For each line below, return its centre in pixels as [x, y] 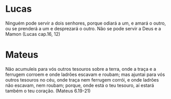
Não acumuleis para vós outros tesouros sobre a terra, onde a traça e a [81, 69]
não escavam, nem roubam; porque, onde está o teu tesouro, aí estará [80, 85]
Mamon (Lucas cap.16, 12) [33, 34]
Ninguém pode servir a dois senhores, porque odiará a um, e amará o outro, [85, 23]
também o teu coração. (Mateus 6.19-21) [48, 91]
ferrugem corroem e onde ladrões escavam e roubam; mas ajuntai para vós [85, 74]
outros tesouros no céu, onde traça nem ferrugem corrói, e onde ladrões [82, 80]
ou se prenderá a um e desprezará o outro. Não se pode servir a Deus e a [83, 28]
